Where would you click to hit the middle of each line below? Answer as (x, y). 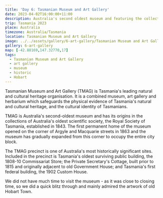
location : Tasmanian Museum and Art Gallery (51, 37)
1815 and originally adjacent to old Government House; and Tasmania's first (80, 166)
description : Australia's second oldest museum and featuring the (73, 18)
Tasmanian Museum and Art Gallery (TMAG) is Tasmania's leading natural (79, 91)
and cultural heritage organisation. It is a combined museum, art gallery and (81, 96)
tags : (10, 55)
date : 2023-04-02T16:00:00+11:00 (39, 14)
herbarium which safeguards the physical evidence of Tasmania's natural (78, 101)
